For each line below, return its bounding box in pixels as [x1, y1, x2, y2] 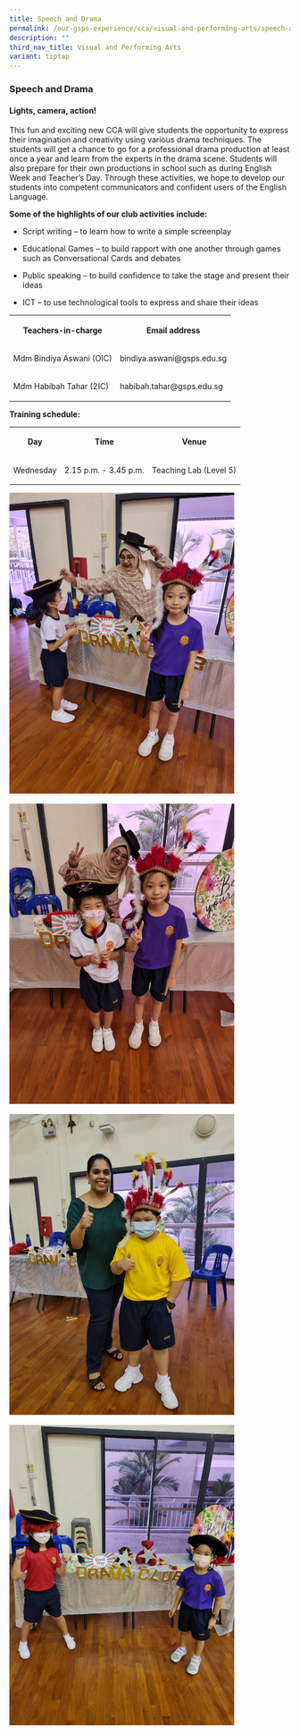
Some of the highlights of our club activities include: [9, 208, 208, 219]
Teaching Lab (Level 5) [151, 464, 237, 475]
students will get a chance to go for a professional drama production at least [9, 144, 290, 155]
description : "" [9, 33, 70, 42]
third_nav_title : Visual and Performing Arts [9, 43, 181, 52]
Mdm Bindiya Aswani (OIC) [12, 353, 112, 363]
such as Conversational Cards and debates [21, 253, 181, 264]
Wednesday [12, 464, 57, 475]
